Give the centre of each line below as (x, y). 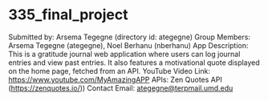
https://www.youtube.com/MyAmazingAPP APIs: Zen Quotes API (115, 79)
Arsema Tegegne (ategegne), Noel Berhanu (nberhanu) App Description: (128, 45)
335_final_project (68, 15)
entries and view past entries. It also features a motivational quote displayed (134, 63)
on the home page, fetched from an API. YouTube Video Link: (110, 71)
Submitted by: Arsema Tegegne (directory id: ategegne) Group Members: (130, 37)
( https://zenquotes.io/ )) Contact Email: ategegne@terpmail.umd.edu (121, 88)
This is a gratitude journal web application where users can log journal (124, 54)
